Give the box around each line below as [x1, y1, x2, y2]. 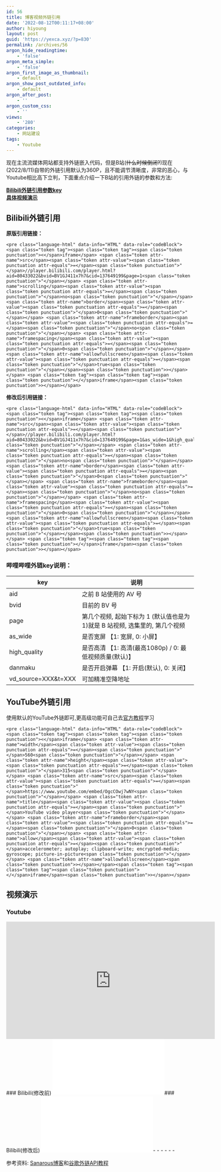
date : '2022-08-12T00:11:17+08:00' [6, 20, 95, 26]
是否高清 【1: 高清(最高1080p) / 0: [82, 643, 179, 652]
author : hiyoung [6, 25, 46, 32]
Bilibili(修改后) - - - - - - [6, 1147, 175, 1154]
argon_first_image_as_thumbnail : [6, 70, 89, 76]
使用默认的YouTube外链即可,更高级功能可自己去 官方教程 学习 [6, 714, 155, 721]
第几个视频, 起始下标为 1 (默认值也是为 [82, 612, 191, 621]
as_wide [9, 632, 32, 640]
